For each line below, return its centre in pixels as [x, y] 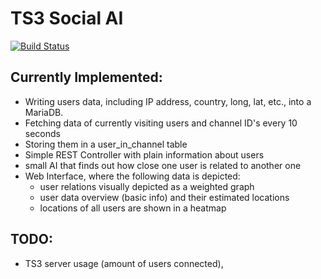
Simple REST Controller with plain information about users [144, 154]
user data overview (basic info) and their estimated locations [164, 197]
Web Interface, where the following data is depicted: [132, 176]
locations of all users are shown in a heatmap [133, 208]
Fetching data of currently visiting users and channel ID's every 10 [161, 123]
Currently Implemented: [86, 77]
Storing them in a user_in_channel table [106, 144]
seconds [42, 133]
